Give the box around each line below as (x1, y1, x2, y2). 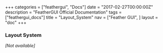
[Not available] (5, 43, 35, 49)
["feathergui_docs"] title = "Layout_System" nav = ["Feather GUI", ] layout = (5, 15, 159, 20)
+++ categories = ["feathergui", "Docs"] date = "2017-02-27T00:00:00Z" (5, 4, 153, 10)
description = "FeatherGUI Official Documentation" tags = (5, 9, 122, 15)
